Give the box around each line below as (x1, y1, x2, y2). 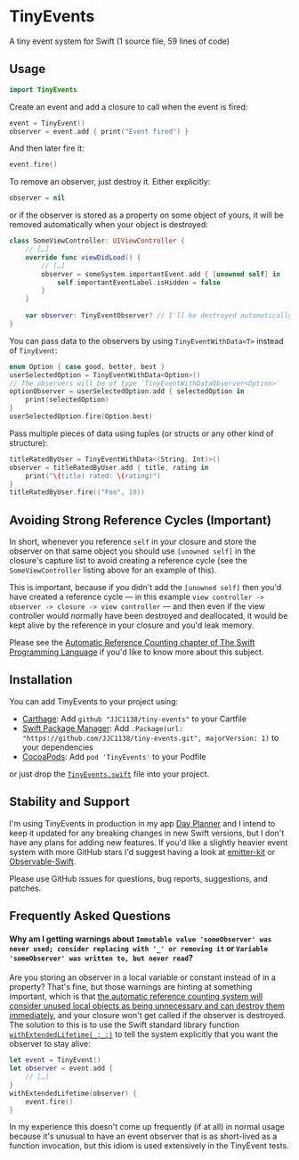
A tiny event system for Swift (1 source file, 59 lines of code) (9, 36, 230, 46)
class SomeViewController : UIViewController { (9, 236, 185, 246)
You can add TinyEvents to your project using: (9, 695, 179, 706)
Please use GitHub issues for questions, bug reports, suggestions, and (9, 873, 268, 884)
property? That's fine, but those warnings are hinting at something (9, 982, 253, 992)
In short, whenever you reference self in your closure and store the (9, 537, 257, 547)
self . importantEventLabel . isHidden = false (56, 278, 221, 287)
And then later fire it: (9, 143, 85, 153)
